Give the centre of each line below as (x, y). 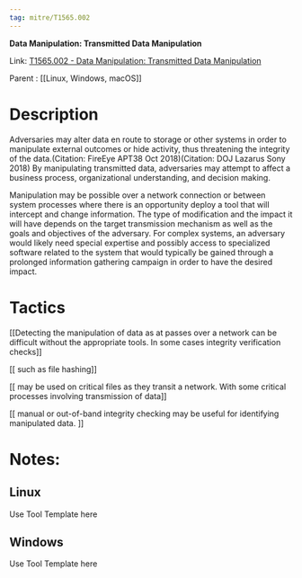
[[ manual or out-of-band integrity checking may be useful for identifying (144, 413)
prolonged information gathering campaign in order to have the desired (141, 262)
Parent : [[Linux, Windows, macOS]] (75, 78)
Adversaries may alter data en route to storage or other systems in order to (148, 139)
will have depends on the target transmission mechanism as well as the (141, 223)
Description (54, 114)
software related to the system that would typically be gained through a (142, 252)
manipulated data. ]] (47, 422)
